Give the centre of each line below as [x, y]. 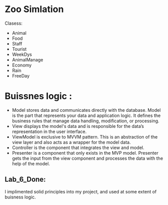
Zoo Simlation [34, 9]
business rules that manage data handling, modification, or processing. [86, 121]
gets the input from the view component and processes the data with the [88, 158]
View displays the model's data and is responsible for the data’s [78, 126]
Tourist [19, 49]
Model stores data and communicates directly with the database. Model [86, 110]
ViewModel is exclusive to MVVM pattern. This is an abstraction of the [85, 136]
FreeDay [21, 76]
